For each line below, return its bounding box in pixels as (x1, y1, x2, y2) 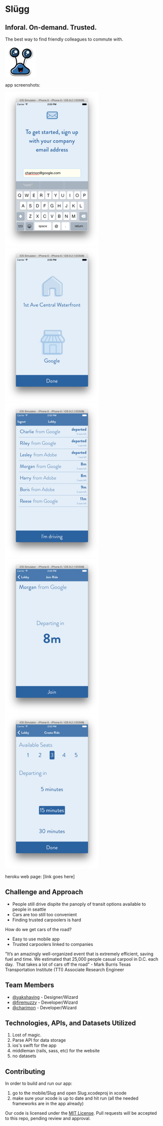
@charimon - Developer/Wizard (12, 1004, 77, 1010)
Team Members (5, 981, 54, 989)
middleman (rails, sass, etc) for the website (12, 1048, 100, 1054)
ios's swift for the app (12, 1042, 57, 1048)
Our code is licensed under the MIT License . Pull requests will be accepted (5, 1110, 157, 1116)
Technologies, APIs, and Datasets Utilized (5, 1019, 136, 1028)
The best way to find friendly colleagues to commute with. (5, 36, 124, 42)
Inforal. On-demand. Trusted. (5, 23, 97, 32)
